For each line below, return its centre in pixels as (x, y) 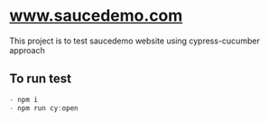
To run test (41, 79)
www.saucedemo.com (96, 16)
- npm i (24, 99)
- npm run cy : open (44, 108)
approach (27, 50)
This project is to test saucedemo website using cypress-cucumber (134, 41)
